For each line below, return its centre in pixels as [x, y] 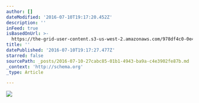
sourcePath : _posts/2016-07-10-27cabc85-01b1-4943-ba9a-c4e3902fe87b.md [98, 61]
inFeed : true [22, 28]
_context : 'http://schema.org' [45, 67]
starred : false [25, 56]
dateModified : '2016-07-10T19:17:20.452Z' [59, 17]
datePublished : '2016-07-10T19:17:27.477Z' [61, 50]
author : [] [20, 12]
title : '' [18, 45]
